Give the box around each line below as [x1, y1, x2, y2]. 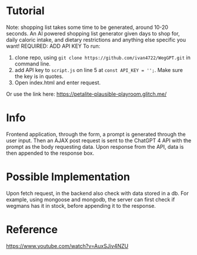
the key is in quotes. [14, 73, 64, 80]
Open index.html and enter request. [14, 79, 101, 86]
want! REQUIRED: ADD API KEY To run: [6, 42, 101, 50]
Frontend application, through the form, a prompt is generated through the [6, 130, 186, 138]
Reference [6, 223, 58, 236]
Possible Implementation [6, 170, 131, 184]
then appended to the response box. [6, 149, 95, 156]
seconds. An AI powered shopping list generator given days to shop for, [6, 30, 180, 37]
